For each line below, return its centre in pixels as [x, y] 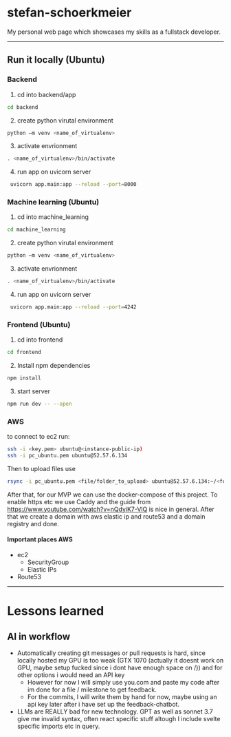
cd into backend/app [46, 94]
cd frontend [24, 353]
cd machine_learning [37, 230]
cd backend [23, 107]
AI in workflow [39, 636]
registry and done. [33, 523]
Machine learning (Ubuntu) [53, 203]
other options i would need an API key [71, 675]
